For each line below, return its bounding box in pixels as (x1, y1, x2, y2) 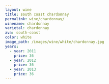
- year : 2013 (9, 67, 36, 72)
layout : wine (5, 7, 32, 12)
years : (5, 44, 19, 49)
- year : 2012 (9, 58, 36, 63)
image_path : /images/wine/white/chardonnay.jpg (5, 40, 105, 44)
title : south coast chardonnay (5, 12, 69, 17)
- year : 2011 (9, 48, 36, 53)
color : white (5, 35, 32, 40)
